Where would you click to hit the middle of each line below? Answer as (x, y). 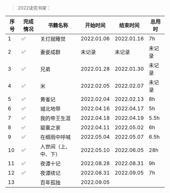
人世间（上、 (55, 147)
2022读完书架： (34, 8)
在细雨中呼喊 (55, 137)
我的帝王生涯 (55, 118)
